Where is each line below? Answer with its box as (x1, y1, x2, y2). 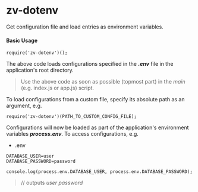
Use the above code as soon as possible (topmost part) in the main (20, 78, 186, 85)
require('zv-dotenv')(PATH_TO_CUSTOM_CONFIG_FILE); (6, 114, 137, 120)
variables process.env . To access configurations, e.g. (6, 130, 139, 137)
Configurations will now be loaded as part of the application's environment (6, 124, 189, 131)
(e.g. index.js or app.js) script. (20, 84, 94, 92)
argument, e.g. (6, 102, 42, 110)
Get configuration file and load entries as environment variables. (6, 23, 164, 30)
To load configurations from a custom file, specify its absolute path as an (6, 96, 185, 103)
